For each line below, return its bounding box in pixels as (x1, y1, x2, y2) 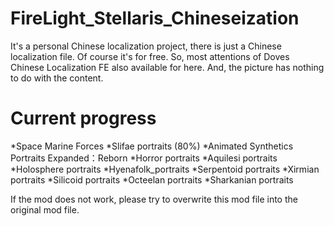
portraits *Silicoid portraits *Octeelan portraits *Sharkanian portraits (10, 173, 294, 186)
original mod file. (10, 203, 80, 216)
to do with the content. (10, 72, 104, 84)
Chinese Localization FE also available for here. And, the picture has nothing (10, 61, 325, 73)
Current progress (10, 107, 157, 130)
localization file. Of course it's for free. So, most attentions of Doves (10, 50, 290, 62)
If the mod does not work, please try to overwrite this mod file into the (10, 193, 298, 205)
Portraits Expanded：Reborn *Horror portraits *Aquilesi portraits (10, 152, 278, 164)
